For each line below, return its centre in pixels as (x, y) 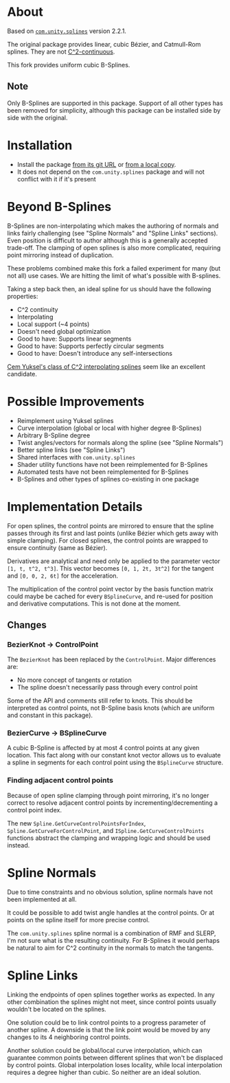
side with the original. (37, 117)
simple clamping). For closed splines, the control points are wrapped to (107, 540)
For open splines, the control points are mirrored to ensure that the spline (111, 525)
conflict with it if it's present (56, 179)
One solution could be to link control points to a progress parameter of (106, 1022)
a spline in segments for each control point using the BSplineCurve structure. (115, 762)
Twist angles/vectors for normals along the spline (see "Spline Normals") (120, 442)
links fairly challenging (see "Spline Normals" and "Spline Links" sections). (113, 233)
